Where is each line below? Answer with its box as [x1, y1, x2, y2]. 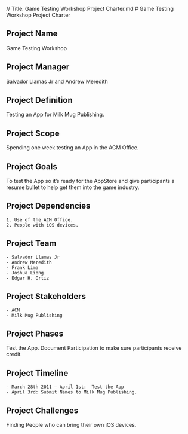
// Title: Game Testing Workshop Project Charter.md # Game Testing [6, 5, 174, 12]
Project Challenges [6, 405, 79, 415]
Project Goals [6, 161, 58, 172]
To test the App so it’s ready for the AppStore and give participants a [6, 178, 175, 185]
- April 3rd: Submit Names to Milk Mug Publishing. [6, 389, 137, 395]
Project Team [6, 239, 57, 249]
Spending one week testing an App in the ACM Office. [6, 144, 139, 151]
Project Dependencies [6, 201, 91, 211]
